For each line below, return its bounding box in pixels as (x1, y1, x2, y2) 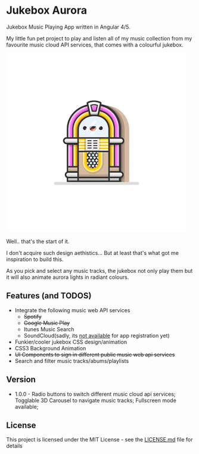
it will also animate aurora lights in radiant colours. (6, 273, 129, 281)
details (6, 442, 23, 450)
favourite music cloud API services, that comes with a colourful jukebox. (6, 41, 184, 48)
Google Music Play (23, 319, 70, 326)
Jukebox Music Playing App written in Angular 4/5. (6, 23, 131, 30)
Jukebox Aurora (6, 4, 88, 17)
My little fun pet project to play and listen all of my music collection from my (6, 35, 192, 42)
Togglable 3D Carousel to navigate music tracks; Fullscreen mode (14, 397, 177, 404)
